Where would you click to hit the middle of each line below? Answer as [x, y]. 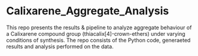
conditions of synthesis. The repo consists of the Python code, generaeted [98, 40]
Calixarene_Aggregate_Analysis [88, 11]
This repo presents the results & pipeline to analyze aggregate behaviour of [99, 27]
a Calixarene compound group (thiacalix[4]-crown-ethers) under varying [96, 33]
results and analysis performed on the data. [60, 46]
